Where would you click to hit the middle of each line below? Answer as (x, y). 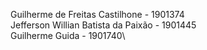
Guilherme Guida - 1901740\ (68, 35)
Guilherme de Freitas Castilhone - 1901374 (97, 14)
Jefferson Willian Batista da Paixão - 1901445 (103, 25)
